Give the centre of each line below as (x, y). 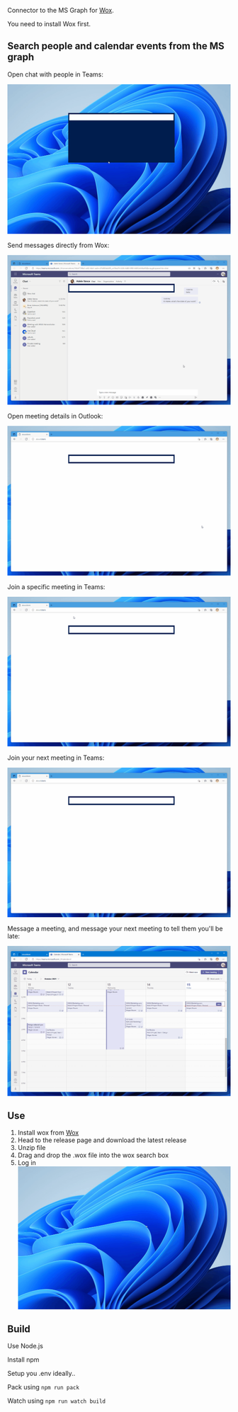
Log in (27, 1163)
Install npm (23, 1360)
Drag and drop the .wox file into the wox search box (93, 1155)
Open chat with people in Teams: (56, 74)
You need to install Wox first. (49, 24)
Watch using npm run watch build (57, 1401)
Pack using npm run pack (44, 1387)
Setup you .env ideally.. (41, 1374)
